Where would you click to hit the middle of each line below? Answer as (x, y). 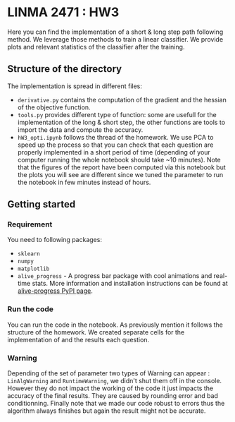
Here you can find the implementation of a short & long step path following (115, 32)
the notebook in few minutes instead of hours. (84, 182)
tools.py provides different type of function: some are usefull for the (117, 114)
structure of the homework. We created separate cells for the (96, 332)
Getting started (42, 204)
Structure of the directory (64, 69)
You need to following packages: (55, 240)
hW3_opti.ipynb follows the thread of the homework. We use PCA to (115, 137)
